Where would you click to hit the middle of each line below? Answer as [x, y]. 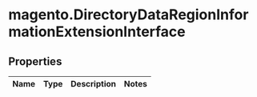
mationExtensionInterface [97, 32]
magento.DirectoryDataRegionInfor [128, 15]
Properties [35, 61]
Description [93, 84]
